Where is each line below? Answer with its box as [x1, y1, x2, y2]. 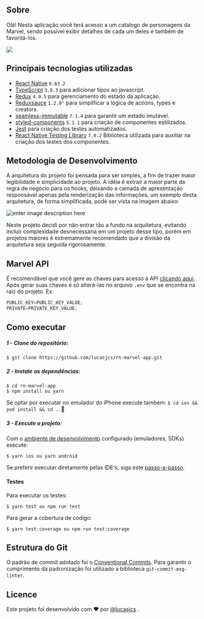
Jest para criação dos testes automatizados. [15, 125, 127, 132]
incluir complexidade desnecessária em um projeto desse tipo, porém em [6, 228, 191, 235]
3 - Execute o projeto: [6, 419, 62, 427]
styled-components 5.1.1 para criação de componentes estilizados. [15, 119, 188, 126]
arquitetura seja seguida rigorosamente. [6, 241, 107, 248]
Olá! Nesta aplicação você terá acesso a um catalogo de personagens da [6, 21, 191, 28]
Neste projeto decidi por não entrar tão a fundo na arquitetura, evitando [6, 221, 186, 229]
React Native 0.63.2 [15, 79, 66, 87]
